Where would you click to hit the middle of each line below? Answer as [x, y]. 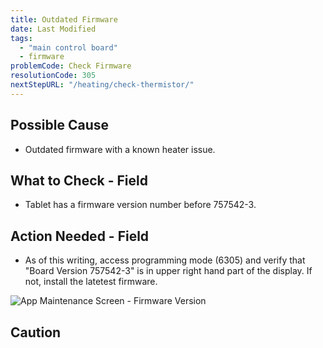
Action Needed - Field [80, 236]
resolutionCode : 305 [53, 76]
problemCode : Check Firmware [71, 66]
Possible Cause [60, 125]
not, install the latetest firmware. [91, 282]
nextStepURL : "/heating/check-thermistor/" [102, 85]
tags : [21, 38]
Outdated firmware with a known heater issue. [120, 149]
